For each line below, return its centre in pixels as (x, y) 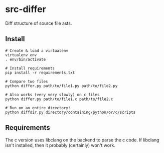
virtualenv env (21, 55)
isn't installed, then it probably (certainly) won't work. (60, 145)
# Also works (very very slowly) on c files (52, 95)
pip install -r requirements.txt (40, 72)
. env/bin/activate (26, 59)
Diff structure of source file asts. (39, 23)
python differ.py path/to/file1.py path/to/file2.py (61, 86)
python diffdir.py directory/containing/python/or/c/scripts (70, 112)
